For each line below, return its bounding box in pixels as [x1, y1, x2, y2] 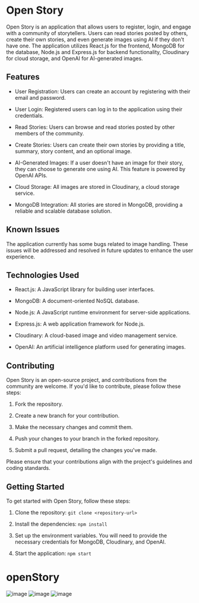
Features [6, 72, 40, 82]
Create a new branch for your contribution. [14, 412, 120, 419]
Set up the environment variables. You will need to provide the [14, 532, 168, 539]
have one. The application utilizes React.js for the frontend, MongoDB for [6, 42, 185, 49]
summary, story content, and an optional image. [14, 147, 132, 154]
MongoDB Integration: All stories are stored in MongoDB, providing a [14, 201, 183, 208]
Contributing [6, 361, 55, 371]
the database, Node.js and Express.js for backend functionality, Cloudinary [6, 48, 189, 55]
